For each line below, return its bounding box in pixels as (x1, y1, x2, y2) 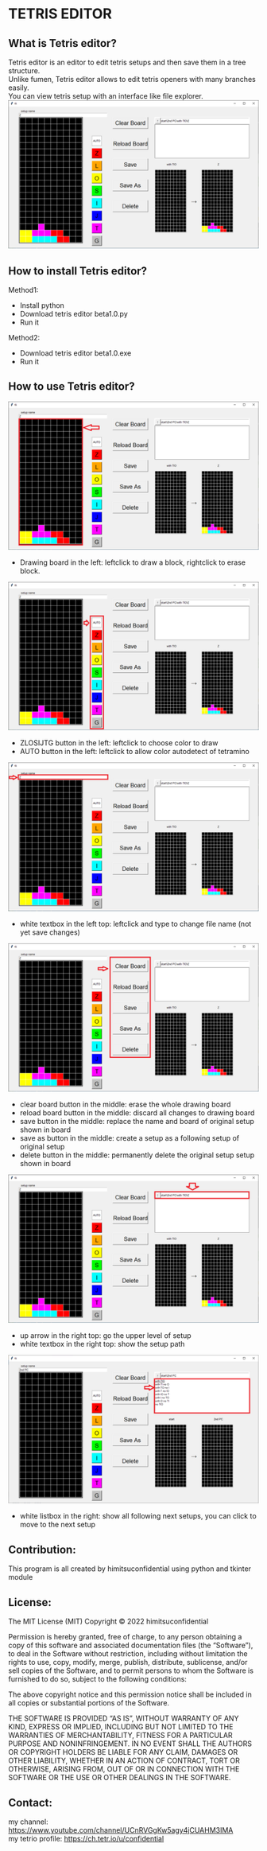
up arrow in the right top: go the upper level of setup (19, 1331, 192, 1340)
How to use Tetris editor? (8, 379, 135, 394)
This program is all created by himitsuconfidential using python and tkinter (8, 1564, 252, 1573)
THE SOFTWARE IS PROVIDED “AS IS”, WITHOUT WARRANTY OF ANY (8, 1713, 239, 1723)
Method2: (8, 333, 41, 343)
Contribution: (8, 1542, 77, 1556)
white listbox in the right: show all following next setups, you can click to (19, 1511, 257, 1521)
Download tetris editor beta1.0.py (19, 309, 129, 319)
